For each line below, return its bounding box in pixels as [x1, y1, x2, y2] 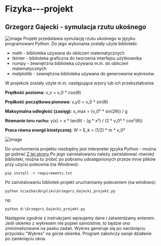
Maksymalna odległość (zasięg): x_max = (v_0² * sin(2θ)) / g [5, 108, 128, 114]
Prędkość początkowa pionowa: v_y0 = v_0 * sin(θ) [5, 99, 108, 105]
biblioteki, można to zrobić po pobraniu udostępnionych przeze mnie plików [5, 156, 156, 162]
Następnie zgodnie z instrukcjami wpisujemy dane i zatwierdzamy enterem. [5, 215, 156, 221]
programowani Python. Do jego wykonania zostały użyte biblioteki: [5, 41, 138, 47]
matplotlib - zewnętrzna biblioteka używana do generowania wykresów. [12, 71, 155, 76]
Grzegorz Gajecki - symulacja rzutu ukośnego [5, 23, 146, 31]
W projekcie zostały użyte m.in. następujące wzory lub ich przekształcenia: [5, 80, 155, 86]
